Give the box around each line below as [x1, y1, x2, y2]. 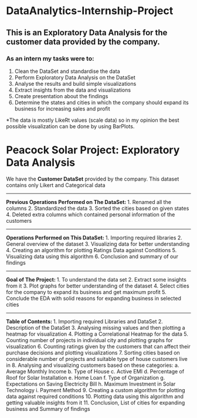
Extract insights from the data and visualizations [14, 86, 131, 93]
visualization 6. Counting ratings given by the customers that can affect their [6, 343, 191, 350]
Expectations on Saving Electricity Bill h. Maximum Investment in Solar [6, 380, 176, 387]
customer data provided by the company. [6, 36, 160, 46]
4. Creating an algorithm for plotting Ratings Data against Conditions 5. [6, 246, 177, 253]
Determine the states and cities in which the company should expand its [14, 99, 189, 106]
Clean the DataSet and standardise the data [14, 68, 120, 75]
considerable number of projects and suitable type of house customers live [6, 355, 188, 362]
